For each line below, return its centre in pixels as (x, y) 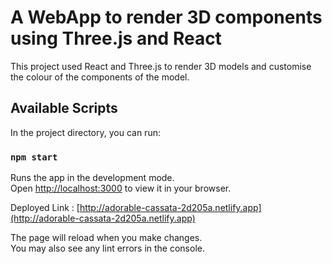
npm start (34, 157)
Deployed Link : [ (45, 208)
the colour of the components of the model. (100, 77)
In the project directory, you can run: (85, 132)
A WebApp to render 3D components (166, 17)
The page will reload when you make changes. (106, 238)
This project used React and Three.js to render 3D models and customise (161, 66)
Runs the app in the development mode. (92, 178)
